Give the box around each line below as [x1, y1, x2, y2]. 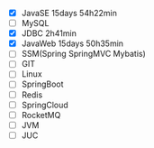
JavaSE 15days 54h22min [21, 8, 118, 18]
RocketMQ [21, 109, 61, 120]
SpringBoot [21, 79, 64, 89]
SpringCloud [21, 99, 68, 110]
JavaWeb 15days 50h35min [21, 38, 123, 49]
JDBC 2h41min [21, 28, 77, 39]
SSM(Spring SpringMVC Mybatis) [21, 49, 146, 60]
